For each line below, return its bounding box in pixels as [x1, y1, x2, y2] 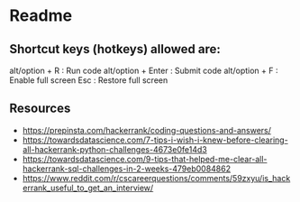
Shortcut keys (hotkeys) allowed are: [9, 41, 221, 57]
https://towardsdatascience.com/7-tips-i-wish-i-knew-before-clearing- [22, 134, 288, 145]
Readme [9, 5, 73, 26]
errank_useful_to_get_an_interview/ [22, 182, 154, 193]
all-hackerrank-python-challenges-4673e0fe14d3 [22, 143, 207, 154]
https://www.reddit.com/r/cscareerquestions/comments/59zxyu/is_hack [22, 172, 291, 183]
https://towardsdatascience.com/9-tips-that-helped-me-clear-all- [22, 153, 268, 164]
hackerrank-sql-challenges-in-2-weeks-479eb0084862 [22, 163, 232, 174]
